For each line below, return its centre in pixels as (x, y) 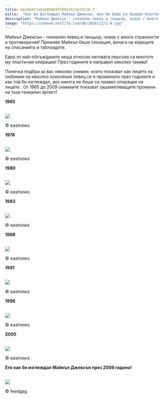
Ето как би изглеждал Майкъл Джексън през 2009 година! (69, 368)
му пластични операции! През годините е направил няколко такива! (76, 62)
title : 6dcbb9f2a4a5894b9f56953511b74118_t (50, 10)
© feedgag (16, 391)
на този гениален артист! (31, 92)
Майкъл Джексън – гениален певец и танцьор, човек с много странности (82, 37)
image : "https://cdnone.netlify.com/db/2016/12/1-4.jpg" (64, 23)
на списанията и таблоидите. (35, 47)
